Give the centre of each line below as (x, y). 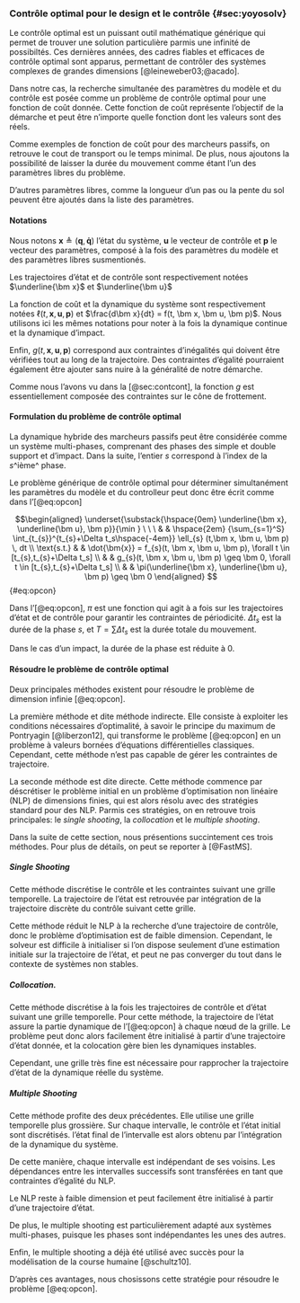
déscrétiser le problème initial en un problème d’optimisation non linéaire (144, 791)
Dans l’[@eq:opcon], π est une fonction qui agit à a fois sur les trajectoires (146, 607)
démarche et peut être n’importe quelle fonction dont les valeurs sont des (145, 117)
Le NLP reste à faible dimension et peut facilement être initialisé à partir (141, 1199)
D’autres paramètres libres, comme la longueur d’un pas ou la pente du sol (147, 191)
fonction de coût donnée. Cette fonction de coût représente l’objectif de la (147, 108)
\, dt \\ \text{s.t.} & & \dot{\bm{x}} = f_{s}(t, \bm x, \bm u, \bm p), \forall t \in (151, 547)
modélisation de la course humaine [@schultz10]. (100, 1262)
